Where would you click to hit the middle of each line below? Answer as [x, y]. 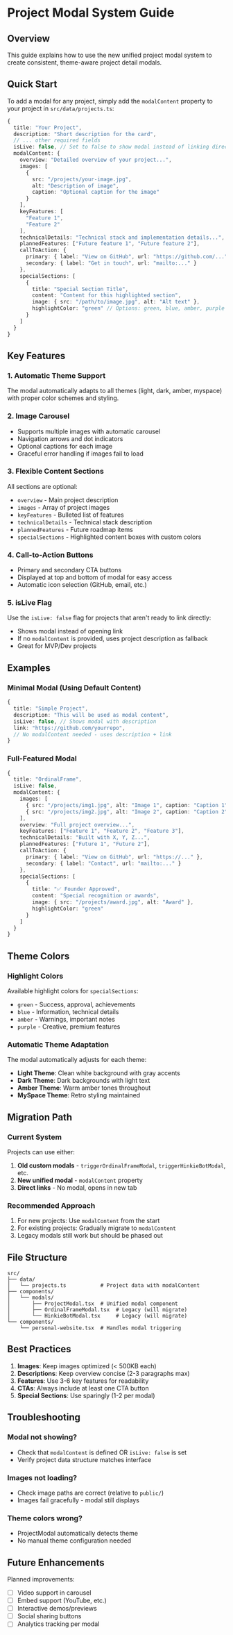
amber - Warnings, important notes [66, 1019]
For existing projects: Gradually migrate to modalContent [97, 1228]
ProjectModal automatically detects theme [78, 1534]
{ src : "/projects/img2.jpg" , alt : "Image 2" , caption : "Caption [122, 812]
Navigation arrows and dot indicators [70, 438]
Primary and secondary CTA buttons [69, 570]
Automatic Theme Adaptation [58, 1045]
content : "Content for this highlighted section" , [107, 296]
